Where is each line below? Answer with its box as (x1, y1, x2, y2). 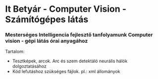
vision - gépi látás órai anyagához (5, 38, 88, 45)
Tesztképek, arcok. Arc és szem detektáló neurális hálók (12, 58, 128, 64)
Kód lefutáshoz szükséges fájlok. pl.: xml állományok (12, 69, 120, 75)
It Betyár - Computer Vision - (5, 3, 127, 15)
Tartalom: (5, 49, 25, 54)
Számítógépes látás (5, 14, 89, 25)
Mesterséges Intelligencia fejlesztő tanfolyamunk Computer (5, 31, 153, 38)
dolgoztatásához (12, 63, 47, 69)
